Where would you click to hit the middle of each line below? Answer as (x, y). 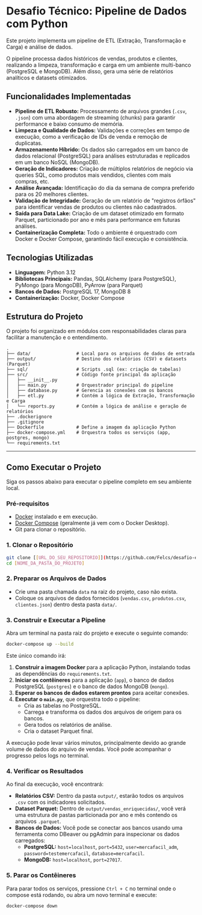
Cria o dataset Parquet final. (59, 731)
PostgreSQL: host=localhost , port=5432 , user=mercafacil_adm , (101, 847)
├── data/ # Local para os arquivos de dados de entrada (101, 354)
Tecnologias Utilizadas (50, 258)
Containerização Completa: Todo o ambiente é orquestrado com (96, 232)
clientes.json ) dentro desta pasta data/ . (66, 604)
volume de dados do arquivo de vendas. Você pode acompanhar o (89, 749)
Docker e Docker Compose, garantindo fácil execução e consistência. (101, 239)
